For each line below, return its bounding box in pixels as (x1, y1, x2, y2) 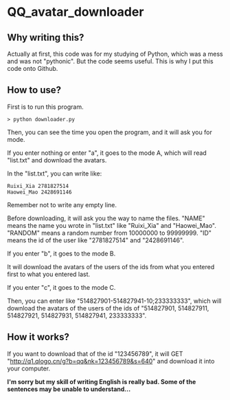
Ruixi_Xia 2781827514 (7, 182, 69, 189)
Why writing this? (7, 32, 84, 43)
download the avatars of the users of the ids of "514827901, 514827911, (7, 304, 209, 312)
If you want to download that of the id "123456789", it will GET (7, 349, 183, 358)
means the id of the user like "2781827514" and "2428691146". (7, 235, 184, 244)
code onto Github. (7, 65, 58, 72)
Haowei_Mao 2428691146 (7, 189, 72, 196)
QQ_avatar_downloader (7, 4, 144, 20)
